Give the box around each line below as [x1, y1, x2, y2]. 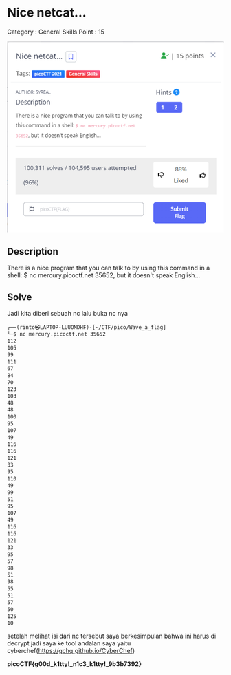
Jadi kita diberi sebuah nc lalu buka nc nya [7, 310, 129, 318]
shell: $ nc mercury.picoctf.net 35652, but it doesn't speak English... [7, 271, 201, 279]
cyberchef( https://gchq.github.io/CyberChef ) [7, 647, 135, 655]
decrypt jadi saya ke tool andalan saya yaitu [7, 639, 131, 647]
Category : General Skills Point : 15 [7, 28, 105, 36]
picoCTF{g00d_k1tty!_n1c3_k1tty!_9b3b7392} [7, 660, 142, 668]
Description [7, 246, 58, 257]
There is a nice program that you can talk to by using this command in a [7, 264, 210, 272]
